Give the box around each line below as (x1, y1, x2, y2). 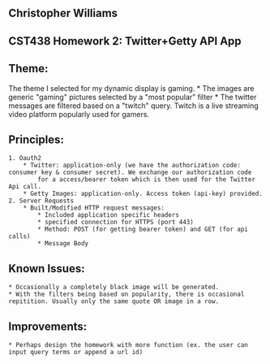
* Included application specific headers (37, 211, 180, 219)
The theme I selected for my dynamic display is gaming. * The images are (8, 83, 255, 93)
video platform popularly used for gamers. (8, 109, 150, 119)
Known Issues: (8, 262, 85, 275)
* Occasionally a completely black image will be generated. (8, 284, 220, 292)
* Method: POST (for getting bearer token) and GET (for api (37, 225, 249, 234)
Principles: (8, 132, 65, 146)
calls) (8, 232, 31, 240)
